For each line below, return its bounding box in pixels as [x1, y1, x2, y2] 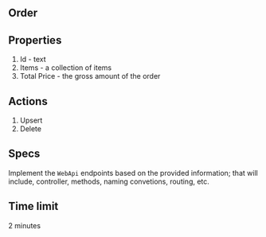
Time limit [8, 200, 59, 213]
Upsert [19, 115, 43, 126]
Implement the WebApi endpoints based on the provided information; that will [8, 168, 259, 177]
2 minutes [8, 220, 41, 230]
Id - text [19, 55, 46, 64]
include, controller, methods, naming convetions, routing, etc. [8, 177, 209, 186]
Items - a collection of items [19, 63, 112, 72]
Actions [8, 95, 48, 108]
